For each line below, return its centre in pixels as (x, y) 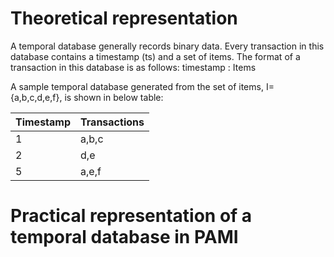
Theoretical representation (124, 18)
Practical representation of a (131, 216)
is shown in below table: (114, 97)
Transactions (112, 122)
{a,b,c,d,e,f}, (36, 97)
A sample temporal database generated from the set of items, (137, 86)
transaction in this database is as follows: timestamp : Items (133, 67)
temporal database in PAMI (124, 237)
